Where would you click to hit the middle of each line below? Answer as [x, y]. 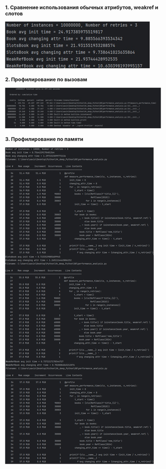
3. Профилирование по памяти [44, 139]
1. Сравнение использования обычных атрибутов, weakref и [82, 7]
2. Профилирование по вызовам [46, 80]
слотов [14, 13]
